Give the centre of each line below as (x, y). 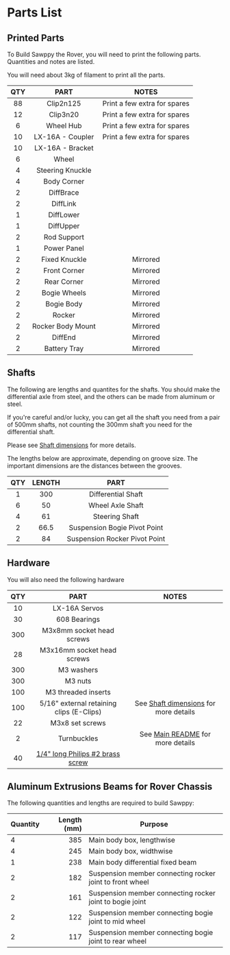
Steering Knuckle (64, 170)
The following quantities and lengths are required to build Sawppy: (101, 803)
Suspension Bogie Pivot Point (116, 527)
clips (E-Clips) (78, 712)
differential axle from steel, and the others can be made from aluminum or (111, 396)
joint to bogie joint (117, 902)
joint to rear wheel (118, 941)
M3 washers (78, 670)
